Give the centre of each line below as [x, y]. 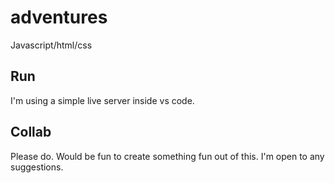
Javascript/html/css [51, 45]
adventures [59, 17]
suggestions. [37, 167]
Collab [31, 132]
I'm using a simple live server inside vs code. [102, 100]
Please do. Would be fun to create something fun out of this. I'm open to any [167, 156]
